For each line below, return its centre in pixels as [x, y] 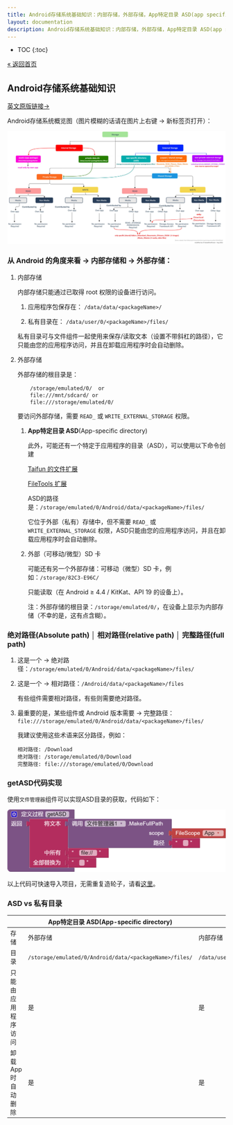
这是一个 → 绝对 [40, 660]
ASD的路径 [43, 498]
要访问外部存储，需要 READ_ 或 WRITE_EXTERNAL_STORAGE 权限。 [105, 415]
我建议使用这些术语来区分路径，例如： [72, 735]
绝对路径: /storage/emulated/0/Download [74, 757]
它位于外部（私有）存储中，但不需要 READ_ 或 [92, 522]
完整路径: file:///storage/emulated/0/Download [85, 764]
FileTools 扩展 [47, 483]
